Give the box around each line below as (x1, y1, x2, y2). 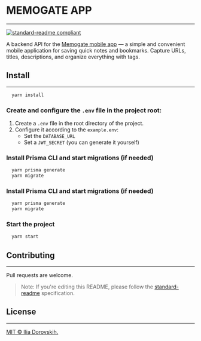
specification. (41, 290, 75, 296)
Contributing (6, 250, 55, 260)
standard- (154, 283, 179, 290)
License (6, 307, 36, 317)
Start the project (6, 220, 55, 228)
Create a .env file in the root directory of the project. (14, 119, 144, 127)
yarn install (11, 92, 44, 98)
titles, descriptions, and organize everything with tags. (6, 53, 141, 60)
